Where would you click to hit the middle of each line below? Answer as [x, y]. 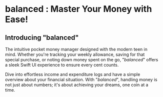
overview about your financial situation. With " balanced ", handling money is [81, 80]
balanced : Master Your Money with [79, 9]
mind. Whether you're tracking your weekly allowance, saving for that [75, 54]
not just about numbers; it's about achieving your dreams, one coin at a [77, 85]
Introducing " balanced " [42, 37]
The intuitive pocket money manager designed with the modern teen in [76, 49]
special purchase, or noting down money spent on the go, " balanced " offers [82, 60]
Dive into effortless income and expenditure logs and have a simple [73, 74]
